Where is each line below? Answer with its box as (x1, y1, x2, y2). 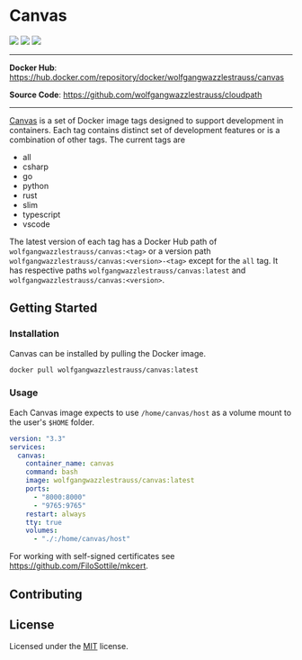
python (22, 180, 49, 191)
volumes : (25, 526, 58, 536)
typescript (22, 209, 61, 220)
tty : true (25, 518, 63, 527)
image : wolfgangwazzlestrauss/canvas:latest (25, 476, 195, 485)
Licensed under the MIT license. (9, 641, 129, 652)
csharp (22, 161, 49, 172)
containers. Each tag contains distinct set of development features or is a (9, 124, 280, 135)
